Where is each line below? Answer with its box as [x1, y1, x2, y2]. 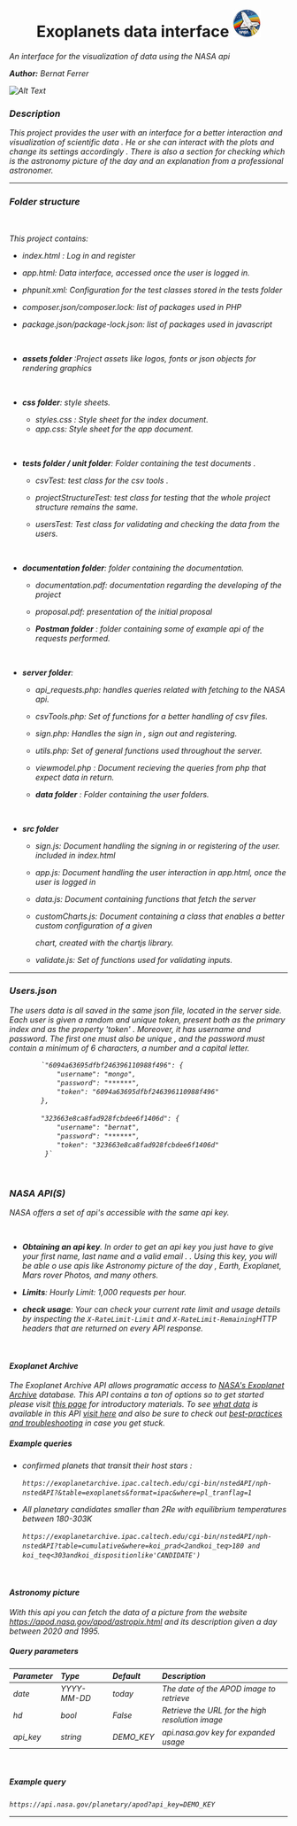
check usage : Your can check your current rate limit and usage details [21, 1304, 281, 1315]
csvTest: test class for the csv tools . [34, 475, 169, 486]
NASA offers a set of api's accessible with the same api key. [9, 1208, 230, 1218]
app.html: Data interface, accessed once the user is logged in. [21, 267, 250, 278]
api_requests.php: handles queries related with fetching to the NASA [34, 684, 286, 695]
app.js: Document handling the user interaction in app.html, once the [34, 866, 287, 877]
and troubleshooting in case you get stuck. [9, 1418, 165, 1428]
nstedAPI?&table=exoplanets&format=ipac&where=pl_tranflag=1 [21, 1488, 253, 1497]
